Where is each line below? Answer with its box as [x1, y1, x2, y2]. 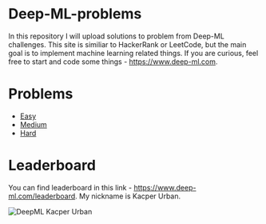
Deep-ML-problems [8, 5, 142, 23]
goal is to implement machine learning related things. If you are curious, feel [8, 48, 259, 58]
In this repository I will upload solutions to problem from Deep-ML [8, 31, 225, 41]
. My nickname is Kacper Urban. [74, 191, 181, 201]
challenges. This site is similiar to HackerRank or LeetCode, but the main [8, 39, 247, 49]
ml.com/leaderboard [8, 191, 76, 201]
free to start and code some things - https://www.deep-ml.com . [8, 57, 218, 66]
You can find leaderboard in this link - [8, 182, 133, 192]
